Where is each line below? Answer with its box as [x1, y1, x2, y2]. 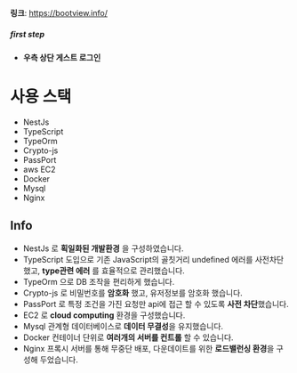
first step [10, 28, 45, 39]
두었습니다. [39, 354, 78, 365]
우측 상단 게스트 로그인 [22, 52, 101, 62]
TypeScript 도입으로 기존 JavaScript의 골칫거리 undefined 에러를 [22, 254, 253, 264]
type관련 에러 [42, 265, 91, 276]
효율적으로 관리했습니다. [101, 265, 185, 276]
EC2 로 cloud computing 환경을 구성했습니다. [22, 310, 186, 320]
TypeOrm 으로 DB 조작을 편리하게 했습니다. [22, 276, 175, 287]
